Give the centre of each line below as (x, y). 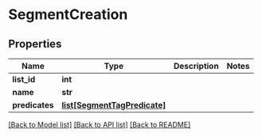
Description (196, 66)
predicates (33, 105)
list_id (24, 79)
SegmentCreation (68, 15)
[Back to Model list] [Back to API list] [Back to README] (100, 125)
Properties (35, 44)
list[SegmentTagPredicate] (114, 105)
